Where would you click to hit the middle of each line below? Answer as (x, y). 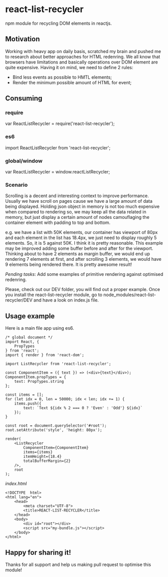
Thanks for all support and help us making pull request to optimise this (78, 564)
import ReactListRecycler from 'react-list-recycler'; (58, 148)
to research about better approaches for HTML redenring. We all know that (83, 56)
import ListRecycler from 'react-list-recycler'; (58, 364)
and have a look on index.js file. (66, 300)
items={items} (38, 452)
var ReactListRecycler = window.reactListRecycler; (58, 172)
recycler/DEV (19, 300)
